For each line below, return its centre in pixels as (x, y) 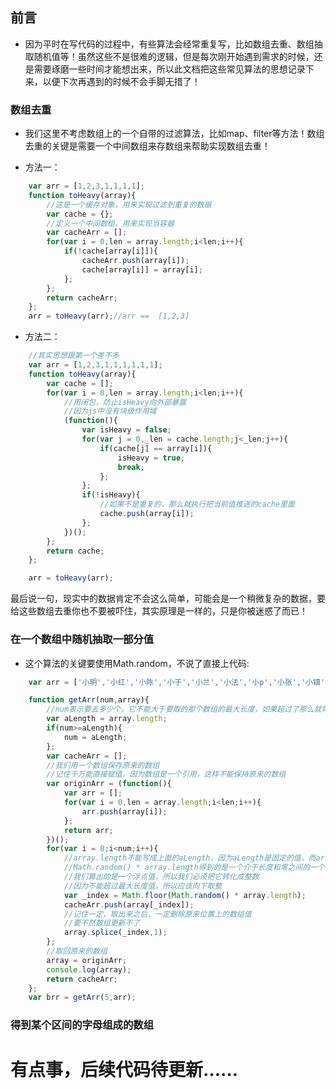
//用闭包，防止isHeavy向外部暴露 (125, 402)
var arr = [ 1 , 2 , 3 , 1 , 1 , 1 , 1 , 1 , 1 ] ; (95, 365)
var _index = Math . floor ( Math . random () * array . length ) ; (185, 895)
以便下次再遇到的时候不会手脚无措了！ (121, 81)
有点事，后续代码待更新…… (124, 1070)
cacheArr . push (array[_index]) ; (129, 904)
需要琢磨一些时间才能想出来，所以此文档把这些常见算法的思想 (160, 69)
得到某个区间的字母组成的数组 (82, 1025)
